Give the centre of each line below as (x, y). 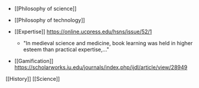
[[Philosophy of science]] (45, 9)
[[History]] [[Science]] (33, 79)
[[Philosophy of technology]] (50, 20)
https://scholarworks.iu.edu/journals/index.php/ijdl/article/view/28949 (101, 67)
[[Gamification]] (34, 61)
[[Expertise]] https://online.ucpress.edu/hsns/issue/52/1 (83, 32)
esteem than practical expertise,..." (66, 49)
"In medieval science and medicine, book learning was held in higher (108, 43)
